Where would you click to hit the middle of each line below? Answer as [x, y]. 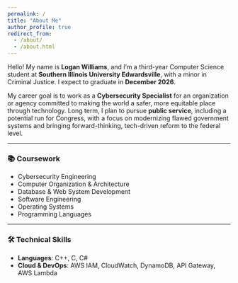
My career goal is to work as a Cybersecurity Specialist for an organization [118, 96]
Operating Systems [46, 207]
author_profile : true [39, 27]
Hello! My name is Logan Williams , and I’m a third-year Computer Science [116, 67]
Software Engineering [49, 200]
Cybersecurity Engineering [57, 177]
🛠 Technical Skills [40, 240]
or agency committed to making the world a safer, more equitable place [112, 103]
